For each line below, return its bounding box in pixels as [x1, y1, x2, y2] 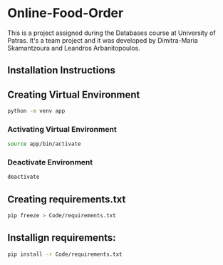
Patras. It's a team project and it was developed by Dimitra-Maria [7, 36, 198, 44]
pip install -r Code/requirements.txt [7, 251, 123, 258]
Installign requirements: [7, 232, 116, 244]
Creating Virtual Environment [7, 88, 140, 100]
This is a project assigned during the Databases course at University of [7, 28, 216, 37]
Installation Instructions [7, 64, 116, 76]
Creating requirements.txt [7, 193, 126, 205]
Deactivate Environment [7, 157, 93, 167]
